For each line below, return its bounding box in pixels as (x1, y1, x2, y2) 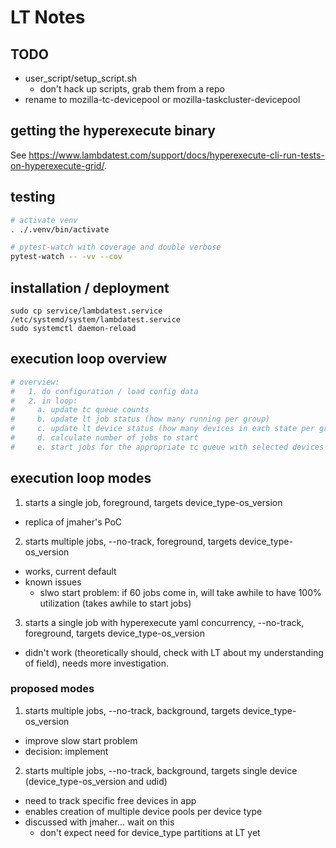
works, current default (24, 565, 117, 577)
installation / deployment (10, 279, 170, 296)
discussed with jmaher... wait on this (24, 816, 175, 828)
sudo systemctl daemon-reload (10, 323, 137, 333)
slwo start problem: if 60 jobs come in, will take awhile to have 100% (39, 586, 322, 598)
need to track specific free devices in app (24, 794, 197, 806)
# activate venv (10, 215, 78, 225)
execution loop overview (10, 351, 168, 368)
